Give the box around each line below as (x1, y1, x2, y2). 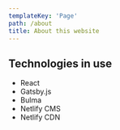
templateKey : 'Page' (8, 11, 79, 20)
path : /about (8, 19, 53, 27)
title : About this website (8, 27, 100, 35)
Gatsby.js (19, 86, 52, 97)
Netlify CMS (19, 104, 61, 114)
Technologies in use (8, 57, 113, 70)
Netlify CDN (19, 112, 61, 122)
